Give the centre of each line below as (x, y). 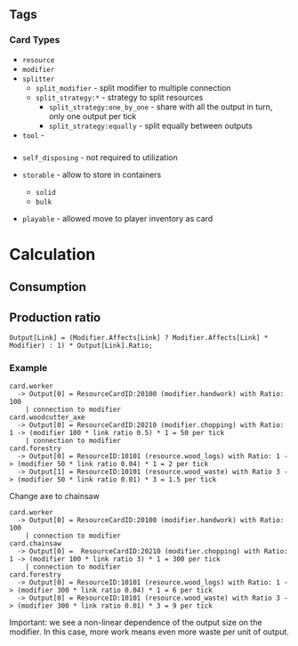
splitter (38, 79)
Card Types (35, 40)
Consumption (48, 287)
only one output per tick (93, 116)
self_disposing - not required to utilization (100, 157)
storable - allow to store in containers (92, 174)
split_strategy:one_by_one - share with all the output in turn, (161, 107)
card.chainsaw (36, 544)
